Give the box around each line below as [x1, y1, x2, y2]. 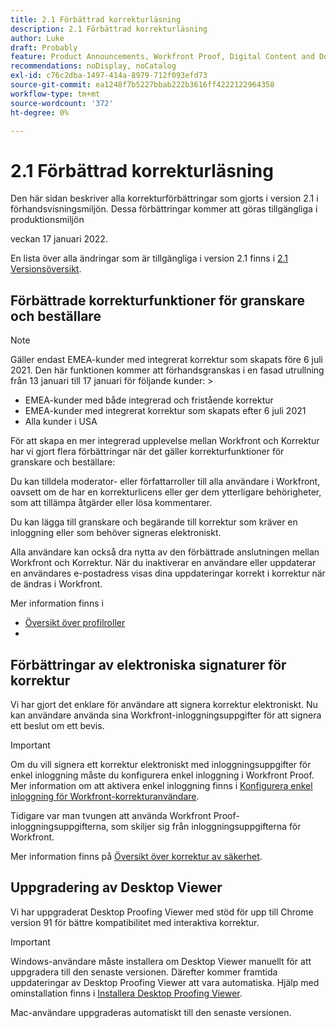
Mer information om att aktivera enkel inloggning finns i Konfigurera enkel [10, 779, 313, 791]
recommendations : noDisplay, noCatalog [10, 61, 177, 71]
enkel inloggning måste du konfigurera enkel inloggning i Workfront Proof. [10, 769, 315, 781]
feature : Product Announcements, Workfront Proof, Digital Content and [10, 52, 315, 62]
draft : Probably [10, 42, 78, 53]
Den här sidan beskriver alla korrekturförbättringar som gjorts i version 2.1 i [10, 192, 319, 205]
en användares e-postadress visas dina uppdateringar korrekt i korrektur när [10, 567, 326, 580]
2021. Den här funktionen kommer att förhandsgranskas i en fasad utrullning [10, 364, 325, 376]
